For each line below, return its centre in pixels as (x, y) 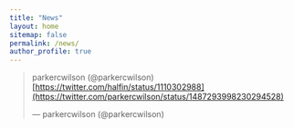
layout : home (34, 26)
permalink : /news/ (44, 43)
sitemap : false (38, 34)
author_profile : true (51, 52)
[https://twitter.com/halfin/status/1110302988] (118, 87)
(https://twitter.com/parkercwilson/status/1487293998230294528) (158, 97)
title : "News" (37, 18)
